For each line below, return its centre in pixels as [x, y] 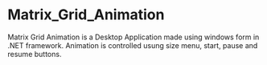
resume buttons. [35, 54]
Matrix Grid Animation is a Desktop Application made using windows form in [133, 37]
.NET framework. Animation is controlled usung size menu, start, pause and [133, 45]
